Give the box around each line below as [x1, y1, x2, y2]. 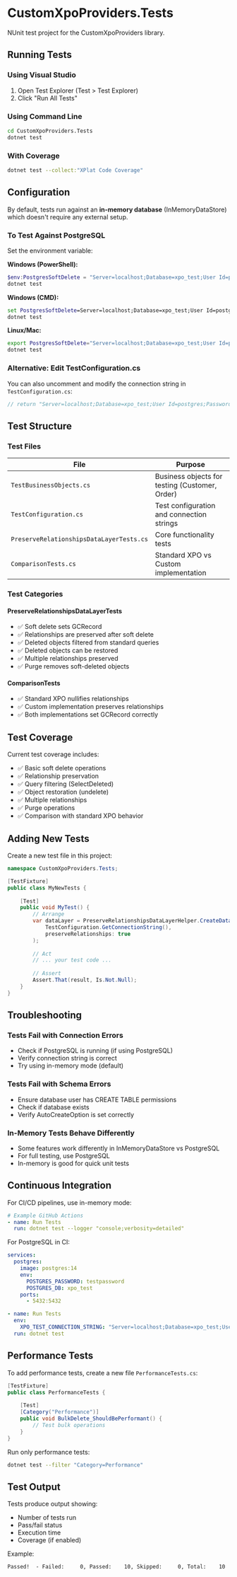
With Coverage [7, 151, 60, 161]
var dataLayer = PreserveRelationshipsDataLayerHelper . [32, 918, 200, 925]
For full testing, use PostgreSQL [17, 1151, 111, 1160]
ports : [20, 1291, 39, 1298]
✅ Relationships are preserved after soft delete [17, 630, 154, 639]
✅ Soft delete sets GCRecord [17, 623, 102, 631]
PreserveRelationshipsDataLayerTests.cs [11, 536, 148, 543]
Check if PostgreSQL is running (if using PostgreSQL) [17, 1046, 174, 1055]
